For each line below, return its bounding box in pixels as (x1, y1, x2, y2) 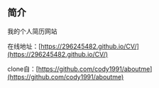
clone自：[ (7, 65, 39, 73)
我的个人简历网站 (7, 27, 57, 35)
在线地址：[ (7, 42, 41, 50)
